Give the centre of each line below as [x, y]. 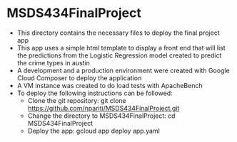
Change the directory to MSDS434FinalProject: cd [101, 116]
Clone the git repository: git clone [77, 100]
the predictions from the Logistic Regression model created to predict [119, 55]
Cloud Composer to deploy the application [79, 78]
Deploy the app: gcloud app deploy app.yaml [94, 131]
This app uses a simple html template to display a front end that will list [121, 48]
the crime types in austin [54, 62]
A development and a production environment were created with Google [123, 70]
